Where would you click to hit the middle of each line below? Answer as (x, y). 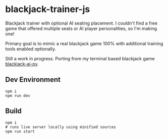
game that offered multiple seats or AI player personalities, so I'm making (81, 28)
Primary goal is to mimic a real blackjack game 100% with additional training (84, 43)
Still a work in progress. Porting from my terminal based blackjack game (80, 58)
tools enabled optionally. (31, 49)
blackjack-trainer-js (48, 9)
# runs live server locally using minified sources (61, 127)
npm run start (20, 131)
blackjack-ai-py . (22, 64)
